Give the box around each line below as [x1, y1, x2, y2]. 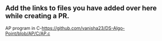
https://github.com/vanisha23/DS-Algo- [41, 25, 125, 31]
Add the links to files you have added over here [5, 4, 157, 12]
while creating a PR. [5, 12, 70, 20]
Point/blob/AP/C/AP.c [5, 30, 50, 36]
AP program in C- [5, 25, 42, 31]
